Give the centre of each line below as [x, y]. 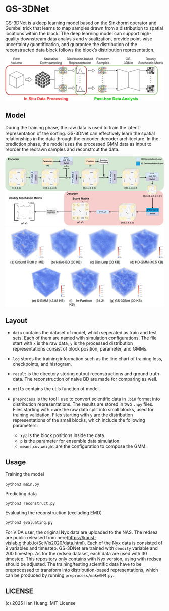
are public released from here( [37, 538]
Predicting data [21, 494]
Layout [16, 320]
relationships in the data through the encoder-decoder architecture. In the [82, 138]
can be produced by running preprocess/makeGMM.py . [60, 575]
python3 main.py [22, 484]
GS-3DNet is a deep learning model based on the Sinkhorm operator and [81, 23]
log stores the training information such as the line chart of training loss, [88, 359]
